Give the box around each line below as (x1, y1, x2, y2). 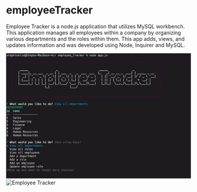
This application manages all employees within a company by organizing (6, 29, 181, 36)
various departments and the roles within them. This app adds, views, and (6, 35, 185, 42)
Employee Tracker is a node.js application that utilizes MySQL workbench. (6, 23, 185, 30)
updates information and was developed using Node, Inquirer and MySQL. (6, 42, 185, 49)
